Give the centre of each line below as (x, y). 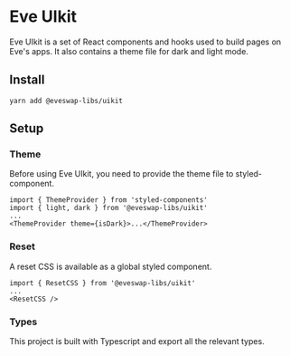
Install (27, 80)
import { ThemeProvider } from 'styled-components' (108, 200)
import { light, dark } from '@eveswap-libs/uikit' (108, 208)
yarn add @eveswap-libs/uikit (66, 101)
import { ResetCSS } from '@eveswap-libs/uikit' (103, 283)
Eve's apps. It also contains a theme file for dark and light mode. (129, 51)
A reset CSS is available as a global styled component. (111, 266)
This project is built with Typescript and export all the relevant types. (137, 342)
